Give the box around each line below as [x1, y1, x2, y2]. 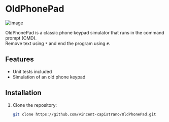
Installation [5, 89, 42, 97]
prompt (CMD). [5, 35, 37, 41]
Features [5, 55, 34, 64]
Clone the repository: [12, 102, 57, 108]
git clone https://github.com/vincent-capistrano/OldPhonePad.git [12, 112, 156, 117]
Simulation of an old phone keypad [12, 74, 86, 80]
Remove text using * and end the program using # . [5, 40, 111, 46]
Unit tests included [12, 68, 52, 74]
